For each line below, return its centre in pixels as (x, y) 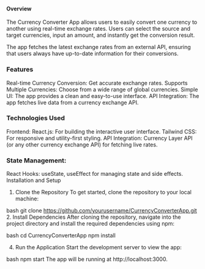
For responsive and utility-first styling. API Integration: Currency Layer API (99, 138)
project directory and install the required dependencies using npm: (91, 224)
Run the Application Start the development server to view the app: (98, 248)
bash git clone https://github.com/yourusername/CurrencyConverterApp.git (102, 211)
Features (20, 69)
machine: (27, 199)
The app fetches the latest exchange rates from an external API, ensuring (99, 47)
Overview (19, 9)
